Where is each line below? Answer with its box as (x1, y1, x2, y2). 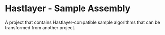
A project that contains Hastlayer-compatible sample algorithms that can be (5, 19, 160, 25)
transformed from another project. (5, 24, 76, 30)
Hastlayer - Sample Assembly (5, 3, 131, 14)
